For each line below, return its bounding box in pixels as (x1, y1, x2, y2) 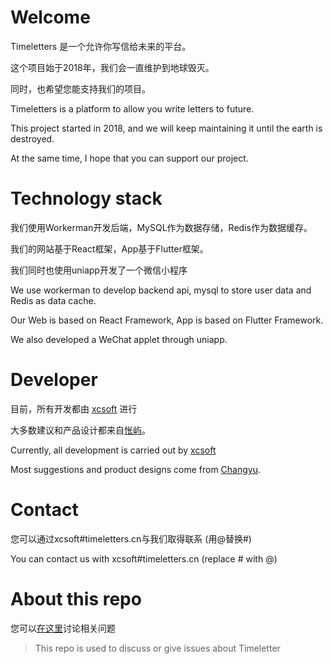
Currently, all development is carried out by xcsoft (10, 444, 217, 456)
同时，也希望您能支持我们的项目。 (10, 82, 151, 95)
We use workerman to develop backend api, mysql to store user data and (10, 284, 312, 296)
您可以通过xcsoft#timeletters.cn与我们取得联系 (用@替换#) (10, 532, 252, 545)
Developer (10, 369, 98, 391)
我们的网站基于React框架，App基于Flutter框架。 (10, 242, 209, 255)
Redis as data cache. (10, 294, 97, 306)
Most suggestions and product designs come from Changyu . (10, 463, 262, 475)
